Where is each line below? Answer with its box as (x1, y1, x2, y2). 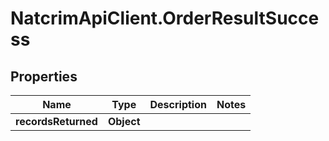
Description (149, 98, 207, 111)
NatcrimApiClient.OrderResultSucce (10, 7, 320, 30)
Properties (10, 68, 78, 85)
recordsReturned (15, 115, 98, 128)
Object (107, 115, 141, 128)
